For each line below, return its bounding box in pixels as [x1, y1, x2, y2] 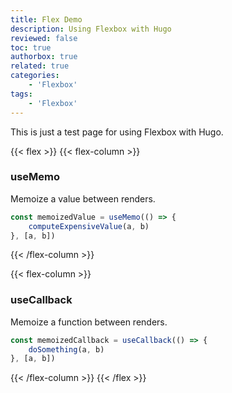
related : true [10, 61, 70, 71]
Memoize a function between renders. [10, 316, 168, 328]
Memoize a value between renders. [10, 192, 156, 205]
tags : [10, 89, 33, 99]
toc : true [10, 42, 52, 53]
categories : [10, 71, 60, 81]
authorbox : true [10, 52, 78, 62]
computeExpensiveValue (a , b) [28, 221, 150, 231]
